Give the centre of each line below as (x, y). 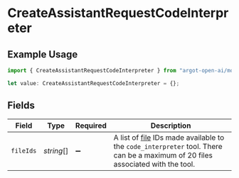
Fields (21, 105)
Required (91, 126)
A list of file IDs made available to (169, 138)
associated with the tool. (154, 164)
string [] (56, 150)
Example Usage (43, 54)
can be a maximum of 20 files (163, 155)
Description (171, 126)
